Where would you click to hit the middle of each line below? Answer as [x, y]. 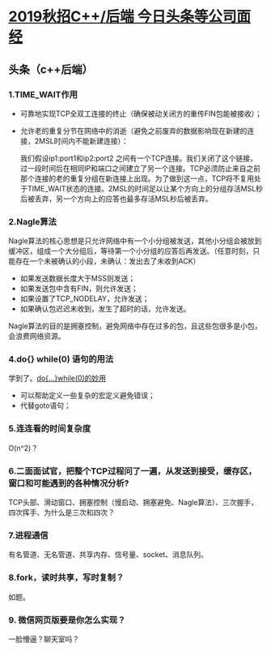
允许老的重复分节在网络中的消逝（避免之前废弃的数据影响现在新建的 [133, 131]
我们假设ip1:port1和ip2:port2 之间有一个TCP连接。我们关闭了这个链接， [138, 158]
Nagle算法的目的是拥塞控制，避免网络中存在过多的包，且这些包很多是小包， [135, 326]
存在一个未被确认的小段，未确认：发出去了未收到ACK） [108, 261]
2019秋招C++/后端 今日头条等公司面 [129, 17]
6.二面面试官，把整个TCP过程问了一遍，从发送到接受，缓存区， [133, 471]
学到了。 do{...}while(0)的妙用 [57, 379]
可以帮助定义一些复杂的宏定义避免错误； [87, 396]
